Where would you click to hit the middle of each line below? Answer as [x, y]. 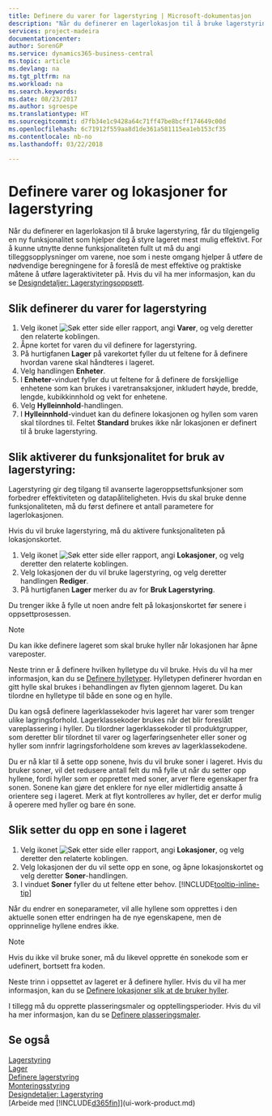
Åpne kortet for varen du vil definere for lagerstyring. [108, 345]
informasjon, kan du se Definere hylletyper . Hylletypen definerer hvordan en [135, 679]
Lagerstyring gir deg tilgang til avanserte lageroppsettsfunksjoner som [126, 489]
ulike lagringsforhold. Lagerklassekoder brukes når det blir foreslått [121, 720]
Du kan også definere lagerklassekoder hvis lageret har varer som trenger [132, 712]
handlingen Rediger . [54, 581]
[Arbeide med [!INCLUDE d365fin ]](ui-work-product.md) [102, 1103]
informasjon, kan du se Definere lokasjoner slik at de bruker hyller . [119, 990]
